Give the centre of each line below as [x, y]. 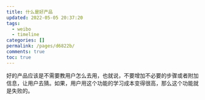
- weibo [22, 29]
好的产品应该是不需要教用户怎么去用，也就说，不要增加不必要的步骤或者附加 [103, 75]
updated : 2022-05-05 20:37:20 [45, 18]
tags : [13, 23]
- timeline [26, 35]
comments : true [26, 52]
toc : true [19, 57]
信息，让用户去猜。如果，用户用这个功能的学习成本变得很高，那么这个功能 [100, 83]
